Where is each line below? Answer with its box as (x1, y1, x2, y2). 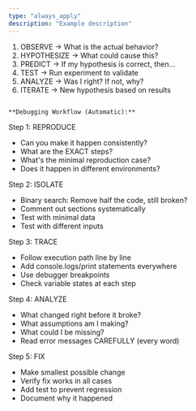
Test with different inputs (19, 221, 104, 231)
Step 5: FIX (8, 351, 45, 361)
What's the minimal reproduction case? (19, 155, 151, 165)
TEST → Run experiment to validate (19, 67, 139, 77)
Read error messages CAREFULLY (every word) (19, 335, 180, 345)
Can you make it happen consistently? (19, 137, 148, 147)
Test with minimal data (19, 212, 96, 222)
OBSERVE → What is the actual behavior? (19, 41, 159, 51)
